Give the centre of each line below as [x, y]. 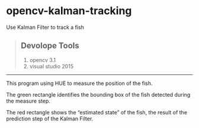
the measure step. [28, 101]
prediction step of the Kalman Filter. [50, 119]
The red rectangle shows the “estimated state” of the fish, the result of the [97, 112]
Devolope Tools [50, 46]
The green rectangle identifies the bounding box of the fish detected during [98, 94]
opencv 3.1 [43, 60]
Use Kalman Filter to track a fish [45, 27]
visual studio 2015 [52, 66]
